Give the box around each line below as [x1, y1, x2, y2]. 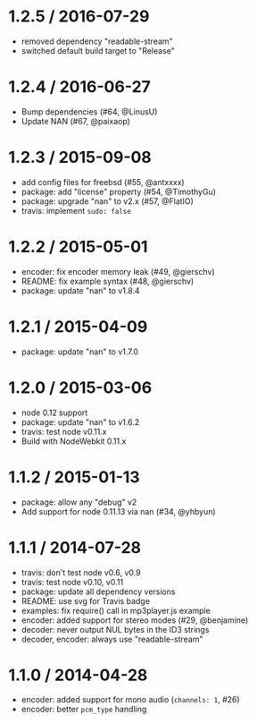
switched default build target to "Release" [21, 45, 176, 55]
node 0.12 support [21, 407, 88, 418]
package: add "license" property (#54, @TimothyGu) [21, 186, 216, 197]
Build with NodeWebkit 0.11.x [21, 436, 127, 447]
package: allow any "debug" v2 [21, 497, 137, 507]
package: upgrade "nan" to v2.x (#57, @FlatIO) [21, 195, 194, 207]
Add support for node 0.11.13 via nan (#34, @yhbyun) [21, 506, 216, 516]
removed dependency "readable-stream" [21, 36, 173, 47]
